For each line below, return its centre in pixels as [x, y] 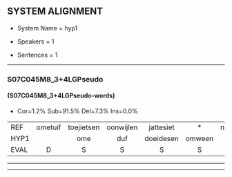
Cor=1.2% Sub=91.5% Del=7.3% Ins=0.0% [77, 111]
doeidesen [162, 138]
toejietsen [84, 127]
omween [200, 138]
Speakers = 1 [36, 41]
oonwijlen [122, 127]
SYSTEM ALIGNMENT [55, 11]
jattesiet [162, 127]
